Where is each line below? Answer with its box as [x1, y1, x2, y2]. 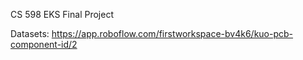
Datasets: [10, 28, 50, 39]
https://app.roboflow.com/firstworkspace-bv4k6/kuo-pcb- [51, 28, 294, 39]
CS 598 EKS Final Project [10, 9, 114, 20]
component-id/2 [10, 39, 78, 50]
